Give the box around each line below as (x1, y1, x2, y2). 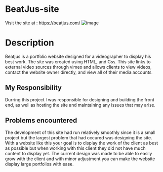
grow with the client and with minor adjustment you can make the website (5, 156, 155, 162)
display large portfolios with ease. (5, 161, 74, 167)
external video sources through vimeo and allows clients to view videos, (5, 64, 152, 70)
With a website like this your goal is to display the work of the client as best (5, 140, 158, 146)
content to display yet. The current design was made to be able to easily (5, 150, 152, 156)
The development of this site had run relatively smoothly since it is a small (5, 129, 156, 135)
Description (5, 37, 54, 48)
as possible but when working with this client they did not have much (5, 145, 146, 151)
